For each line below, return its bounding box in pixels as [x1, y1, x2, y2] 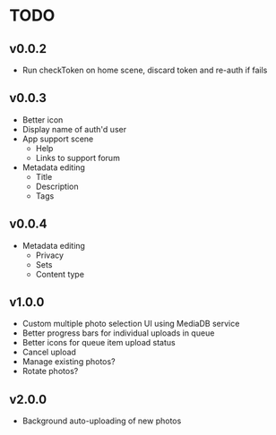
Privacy [35, 250, 65, 260]
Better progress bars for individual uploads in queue [22, 328, 215, 338]
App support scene [22, 133, 94, 144]
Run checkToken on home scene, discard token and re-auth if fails [22, 64, 268, 75]
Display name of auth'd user [22, 124, 127, 134]
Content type [35, 269, 85, 279]
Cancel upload [22, 346, 76, 358]
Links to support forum [35, 152, 121, 163]
